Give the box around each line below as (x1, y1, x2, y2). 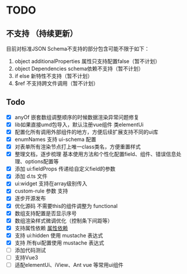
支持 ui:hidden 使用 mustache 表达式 (14, 232, 103, 239)
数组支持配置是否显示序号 (14, 210, 77, 217)
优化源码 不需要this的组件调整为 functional (14, 202, 118, 209)
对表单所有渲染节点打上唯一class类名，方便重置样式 (14, 143, 141, 150)
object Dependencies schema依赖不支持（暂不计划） (14, 65, 144, 72)
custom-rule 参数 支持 (14, 187, 68, 194)
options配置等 (25, 158, 59, 165)
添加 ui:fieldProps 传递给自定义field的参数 (14, 166, 116, 173)
